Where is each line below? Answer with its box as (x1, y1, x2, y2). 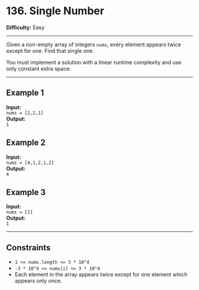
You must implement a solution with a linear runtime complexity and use (6, 58, 182, 66)
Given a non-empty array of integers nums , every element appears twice (6, 40, 181, 48)
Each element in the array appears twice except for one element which (14, 271, 188, 278)
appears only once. (14, 278, 62, 285)
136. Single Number (6, 4, 105, 18)
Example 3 (6, 187, 46, 197)
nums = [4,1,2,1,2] (6, 159, 54, 166)
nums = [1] (6, 209, 33, 215)
